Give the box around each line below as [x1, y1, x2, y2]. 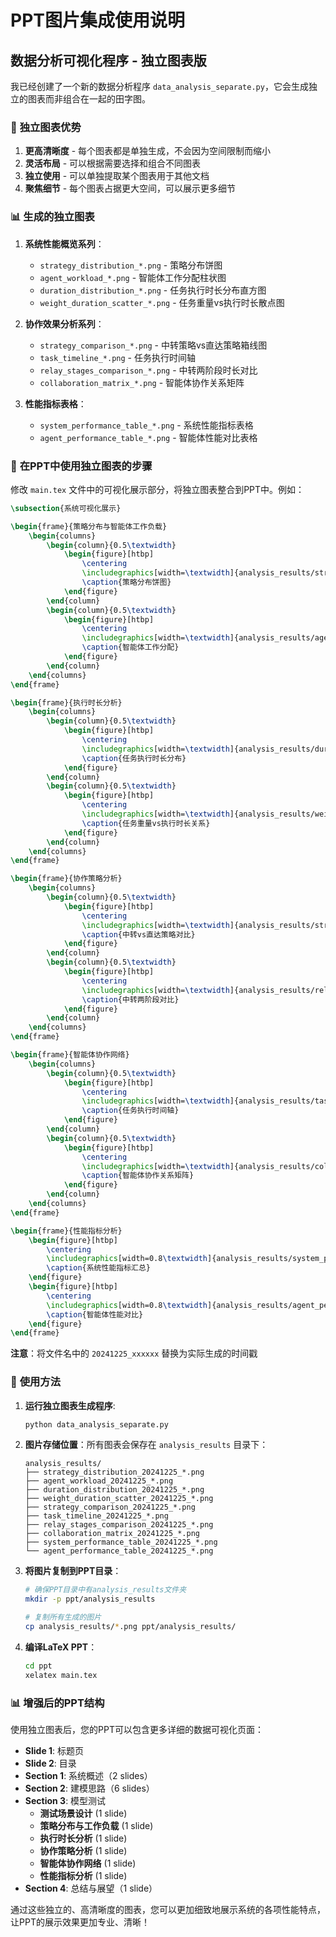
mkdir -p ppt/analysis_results [24, 1594, 156, 1605]
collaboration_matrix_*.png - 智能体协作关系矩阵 [39, 376, 245, 388]
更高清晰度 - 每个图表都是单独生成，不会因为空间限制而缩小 [24, 145, 272, 157]
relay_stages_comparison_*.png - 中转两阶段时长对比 [39, 364, 258, 376]
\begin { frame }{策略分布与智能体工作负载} [10, 521, 168, 531]
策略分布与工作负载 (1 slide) [39, 1819, 154, 1831]
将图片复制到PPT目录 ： [24, 1565, 122, 1577]
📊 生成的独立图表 [10, 210, 95, 224]
